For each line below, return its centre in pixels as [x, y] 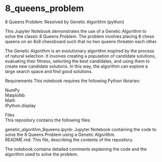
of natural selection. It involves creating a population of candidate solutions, [81, 56]
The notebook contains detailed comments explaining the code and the [76, 149]
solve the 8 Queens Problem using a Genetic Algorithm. [60, 134]
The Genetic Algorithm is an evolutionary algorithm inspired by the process [80, 51]
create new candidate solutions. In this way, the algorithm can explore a [76, 66]
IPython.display [21, 105]
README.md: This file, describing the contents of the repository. [69, 140]
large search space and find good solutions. [49, 71]
